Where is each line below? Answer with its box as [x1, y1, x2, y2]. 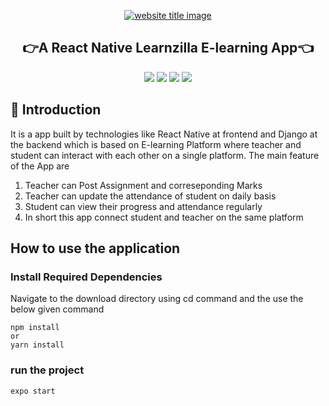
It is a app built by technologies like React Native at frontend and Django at [10, 128, 318, 140]
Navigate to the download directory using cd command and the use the [10, 293, 304, 305]
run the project [10, 363, 85, 377]
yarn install [10, 340, 65, 350]
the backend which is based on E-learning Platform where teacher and [10, 138, 302, 150]
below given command [10, 303, 105, 315]
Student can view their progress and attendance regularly [24, 200, 263, 212]
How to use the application [10, 240, 181, 257]
